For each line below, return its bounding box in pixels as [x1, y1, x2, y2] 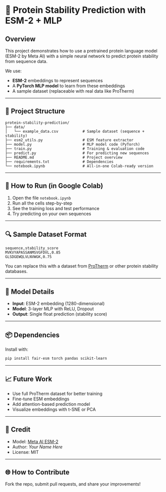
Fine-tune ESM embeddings [12, 396, 70, 402]
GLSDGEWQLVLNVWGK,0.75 [5, 255, 52, 260]
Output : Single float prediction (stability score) [12, 311, 107, 317]
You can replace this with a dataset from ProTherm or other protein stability [5, 263, 159, 269]
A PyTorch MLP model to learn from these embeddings [12, 83, 125, 89]
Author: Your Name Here [12, 443, 63, 450]
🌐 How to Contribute [5, 468, 70, 476]
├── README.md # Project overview [5, 155, 123, 160]
